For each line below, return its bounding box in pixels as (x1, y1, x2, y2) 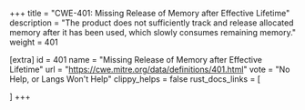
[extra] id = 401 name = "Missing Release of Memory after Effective (9, 55, 262, 65)
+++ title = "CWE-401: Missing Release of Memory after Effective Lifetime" (9, 8, 290, 18)
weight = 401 (9, 36, 58, 47)
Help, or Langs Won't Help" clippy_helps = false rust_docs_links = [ (9, 74, 261, 85)
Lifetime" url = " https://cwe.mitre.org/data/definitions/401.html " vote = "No (9, 64, 290, 75)
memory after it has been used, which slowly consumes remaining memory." (9, 27, 297, 37)
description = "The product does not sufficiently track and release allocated (9, 17, 294, 28)
